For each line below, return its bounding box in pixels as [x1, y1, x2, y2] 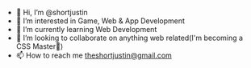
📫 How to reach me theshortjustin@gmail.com [15, 50, 172, 60]
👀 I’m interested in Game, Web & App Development [15, 16, 186, 26]
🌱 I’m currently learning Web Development [15, 25, 157, 34]
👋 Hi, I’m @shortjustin [15, 8, 89, 17]
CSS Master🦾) [15, 42, 63, 51]
